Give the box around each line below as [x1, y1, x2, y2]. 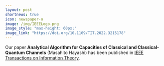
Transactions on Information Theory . [5, 55, 80, 60]
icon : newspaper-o [5, 16, 43, 21]
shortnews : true [5, 12, 39, 17]
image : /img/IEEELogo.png [5, 21, 59, 26]
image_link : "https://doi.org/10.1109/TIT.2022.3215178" [5, 30, 126, 35]
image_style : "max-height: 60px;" [5, 26, 77, 31]
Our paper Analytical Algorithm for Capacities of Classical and [5, 44, 137, 50]
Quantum [5, 49, 25, 55]
